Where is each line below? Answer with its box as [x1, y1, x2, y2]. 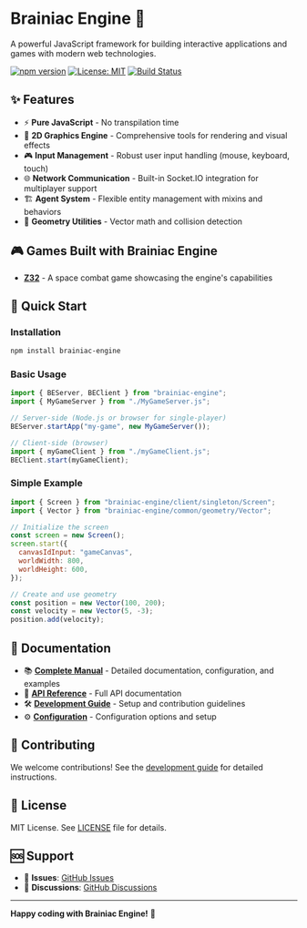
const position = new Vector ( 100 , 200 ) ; [10, 598, 167, 607]
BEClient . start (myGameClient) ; [10, 455, 129, 464]
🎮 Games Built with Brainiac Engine [10, 243, 218, 259]
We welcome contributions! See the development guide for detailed [10, 761, 263, 772]
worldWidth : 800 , [18, 556, 85, 566]
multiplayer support [23, 182, 97, 194]
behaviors [23, 206, 62, 217]
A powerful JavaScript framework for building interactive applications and [10, 38, 288, 49]
